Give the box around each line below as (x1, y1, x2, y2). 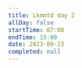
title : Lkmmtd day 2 (8, 11, 76, 20)
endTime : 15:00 (8, 33, 58, 41)
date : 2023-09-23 (8, 41, 65, 48)
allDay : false (8, 19, 55, 27)
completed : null (8, 48, 61, 55)
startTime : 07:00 (8, 26, 65, 34)
